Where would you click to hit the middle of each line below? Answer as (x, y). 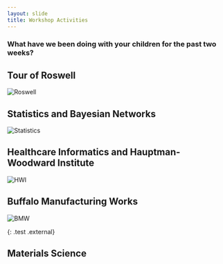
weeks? (20, 53)
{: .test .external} (31, 231)
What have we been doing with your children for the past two (112, 44)
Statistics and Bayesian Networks (81, 114)
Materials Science (47, 254)
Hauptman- (155, 152)
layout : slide (28, 14)
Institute (76, 163)
